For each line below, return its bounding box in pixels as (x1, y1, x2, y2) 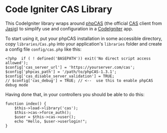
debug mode (5, 82, 28, 87)
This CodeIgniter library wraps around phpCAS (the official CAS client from (5, 20, 162, 26)
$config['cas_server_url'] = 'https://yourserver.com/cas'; (5, 65, 136, 70)
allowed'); (5, 60, 28, 65)
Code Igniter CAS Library (5, 4, 113, 15)
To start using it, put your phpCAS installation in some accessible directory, (5, 35, 162, 41)
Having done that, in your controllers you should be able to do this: (5, 91, 145, 97)
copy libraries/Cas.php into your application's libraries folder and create (5, 40, 162, 47)
